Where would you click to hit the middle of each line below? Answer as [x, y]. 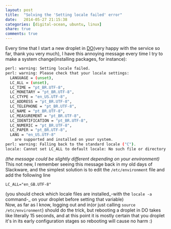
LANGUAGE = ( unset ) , [32, 78]
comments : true [22, 34]
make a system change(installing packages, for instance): [66, 59]
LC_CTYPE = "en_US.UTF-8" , [39, 97]
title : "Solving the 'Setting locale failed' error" [64, 15]
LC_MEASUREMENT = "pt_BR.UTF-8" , [46, 116]
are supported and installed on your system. [64, 140]
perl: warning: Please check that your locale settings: [67, 73]
